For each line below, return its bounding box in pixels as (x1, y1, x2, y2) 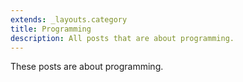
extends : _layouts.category (10, 14, 128, 25)
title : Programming (10, 24, 92, 34)
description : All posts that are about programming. (10, 33, 235, 43)
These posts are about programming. (10, 61, 164, 73)
